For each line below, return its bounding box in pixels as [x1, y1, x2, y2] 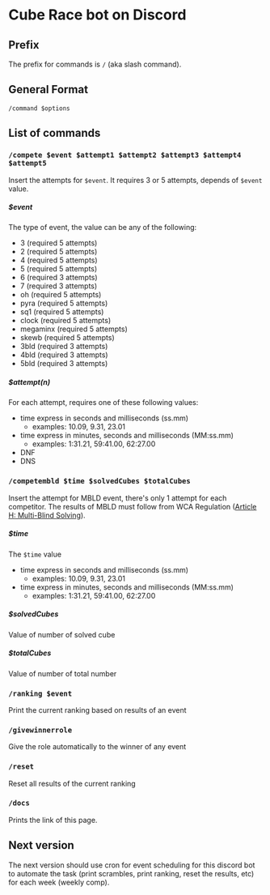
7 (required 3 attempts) [19, 281, 98, 291]
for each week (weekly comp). [8, 877, 110, 887]
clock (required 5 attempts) [19, 316, 112, 326]
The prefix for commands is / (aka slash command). [8, 59, 182, 69]
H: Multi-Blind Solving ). [8, 510, 86, 520]
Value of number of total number [8, 668, 117, 678]
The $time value [8, 549, 62, 559]
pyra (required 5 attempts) [19, 298, 108, 309]
